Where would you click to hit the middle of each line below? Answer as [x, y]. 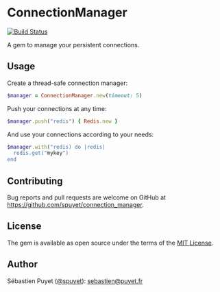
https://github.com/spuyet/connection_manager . [75, 204]
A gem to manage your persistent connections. [73, 45]
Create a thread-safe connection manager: [68, 83]
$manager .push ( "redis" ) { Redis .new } [62, 121]
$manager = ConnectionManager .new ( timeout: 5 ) [75, 95]
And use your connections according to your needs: [81, 134]
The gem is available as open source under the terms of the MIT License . [110, 243]
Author [22, 264]
